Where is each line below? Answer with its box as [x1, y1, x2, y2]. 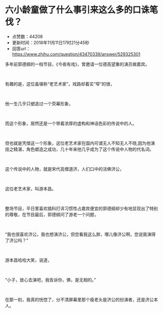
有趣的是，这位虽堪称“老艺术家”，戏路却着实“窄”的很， [5, 81, 115, 87]
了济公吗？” [5, 237, 29, 243]
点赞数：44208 [12, 34, 43, 39]
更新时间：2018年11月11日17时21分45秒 [12, 39, 90, 45]
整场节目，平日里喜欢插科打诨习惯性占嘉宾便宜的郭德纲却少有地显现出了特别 [5, 205, 158, 211]
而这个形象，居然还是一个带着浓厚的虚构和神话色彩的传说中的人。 [5, 120, 137, 126]
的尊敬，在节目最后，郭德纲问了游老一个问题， [5, 211, 98, 217]
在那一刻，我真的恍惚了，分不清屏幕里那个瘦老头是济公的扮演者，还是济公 [5, 296, 154, 302]
